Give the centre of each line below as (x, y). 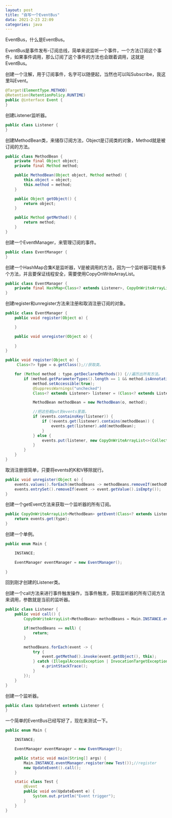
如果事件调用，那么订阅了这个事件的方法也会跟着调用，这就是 (79, 57)
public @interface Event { (34, 100)
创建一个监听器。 (23, 696)
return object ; (40, 203)
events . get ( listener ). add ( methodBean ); (94, 426)
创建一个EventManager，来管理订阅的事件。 (52, 242)
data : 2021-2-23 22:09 (29, 20)
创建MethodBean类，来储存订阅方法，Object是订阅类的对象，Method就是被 (85, 140)
